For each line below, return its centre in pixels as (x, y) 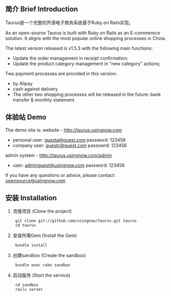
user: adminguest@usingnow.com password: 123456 (69, 165)
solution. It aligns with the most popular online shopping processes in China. (86, 38)
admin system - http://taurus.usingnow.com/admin (59, 155)
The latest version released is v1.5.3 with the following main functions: (79, 48)
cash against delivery (35, 89)
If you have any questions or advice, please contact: (60, 175)
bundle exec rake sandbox (43, 265)
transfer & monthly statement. (44, 100)
